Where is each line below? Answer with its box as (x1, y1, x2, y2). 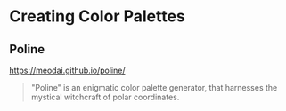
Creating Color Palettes (9, 6, 185, 27)
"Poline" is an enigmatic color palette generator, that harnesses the (30, 83, 278, 92)
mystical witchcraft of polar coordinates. (30, 91, 180, 102)
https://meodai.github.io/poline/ (9, 65, 126, 75)
